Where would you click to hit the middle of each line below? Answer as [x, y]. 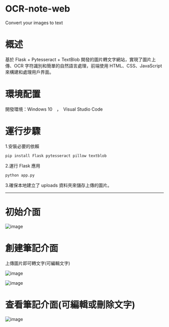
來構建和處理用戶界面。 [29, 72]
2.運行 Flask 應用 [23, 166]
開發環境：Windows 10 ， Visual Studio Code [54, 109]
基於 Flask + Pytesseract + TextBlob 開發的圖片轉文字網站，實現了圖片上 [80, 59]
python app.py [20, 175]
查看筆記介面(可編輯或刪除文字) [70, 305]
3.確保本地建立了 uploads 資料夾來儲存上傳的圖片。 [59, 185]
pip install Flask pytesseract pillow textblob [56, 156]
